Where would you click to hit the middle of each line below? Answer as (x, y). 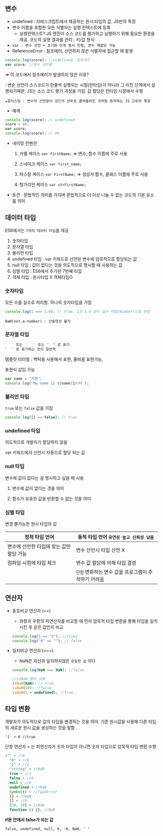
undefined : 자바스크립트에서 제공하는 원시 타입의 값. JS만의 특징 (74, 21)
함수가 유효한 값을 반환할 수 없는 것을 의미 (51, 498)
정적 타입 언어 (39, 537)
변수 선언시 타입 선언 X (100, 550)
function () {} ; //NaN (32, 810)
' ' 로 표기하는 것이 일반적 (30, 349)
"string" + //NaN (27, 769)
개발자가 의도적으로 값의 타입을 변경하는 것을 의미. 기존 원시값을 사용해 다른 (76, 721)
